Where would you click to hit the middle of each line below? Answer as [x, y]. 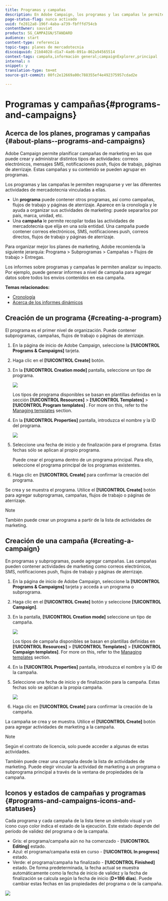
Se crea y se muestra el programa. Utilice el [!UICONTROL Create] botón [80, 490]
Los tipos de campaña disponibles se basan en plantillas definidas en [84, 641]
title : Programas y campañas [35, 10]
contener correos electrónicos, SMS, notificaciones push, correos [80, 231]
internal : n [17, 61]
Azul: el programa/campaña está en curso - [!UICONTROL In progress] [86, 852]
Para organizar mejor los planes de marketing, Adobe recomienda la [75, 246]
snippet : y [16, 66]
